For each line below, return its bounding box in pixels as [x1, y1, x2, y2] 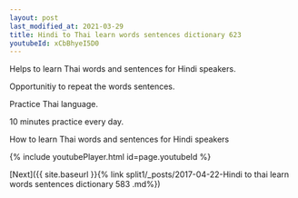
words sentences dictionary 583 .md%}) [9, 179, 161, 190]
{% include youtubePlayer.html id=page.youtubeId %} [9, 152, 212, 163]
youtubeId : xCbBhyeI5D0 [9, 38, 100, 48]
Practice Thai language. [9, 99, 98, 110]
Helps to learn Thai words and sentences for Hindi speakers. [9, 64, 236, 74]
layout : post [9, 13, 59, 23]
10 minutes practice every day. [9, 116, 124, 127]
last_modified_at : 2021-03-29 [9, 22, 124, 31]
